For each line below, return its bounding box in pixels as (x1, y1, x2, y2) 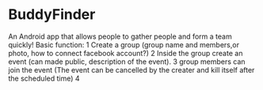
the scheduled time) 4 (8, 73, 81, 83)
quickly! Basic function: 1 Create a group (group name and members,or (8, 39, 240, 49)
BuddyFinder (8, 6, 96, 24)
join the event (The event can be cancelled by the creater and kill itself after (8, 65, 255, 74)
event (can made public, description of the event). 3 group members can (8, 57, 246, 66)
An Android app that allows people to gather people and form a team (8, 32, 232, 41)
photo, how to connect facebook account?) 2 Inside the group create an (8, 48, 243, 58)
